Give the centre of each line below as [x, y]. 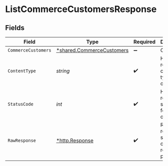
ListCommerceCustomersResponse [81, 9]
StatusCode [20, 104]
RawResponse [22, 141]
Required [144, 42]
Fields [15, 28]
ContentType [22, 71]
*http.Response [75, 140]
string [63, 71]
